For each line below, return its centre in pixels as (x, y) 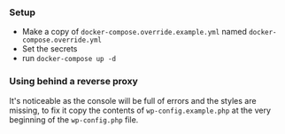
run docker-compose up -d (69, 59)
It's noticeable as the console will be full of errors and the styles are (133, 100)
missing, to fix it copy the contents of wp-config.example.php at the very (140, 110)
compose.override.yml (62, 40)
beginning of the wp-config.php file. (74, 119)
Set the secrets (50, 49)
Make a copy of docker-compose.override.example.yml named (135, 32)
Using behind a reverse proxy (74, 82)
